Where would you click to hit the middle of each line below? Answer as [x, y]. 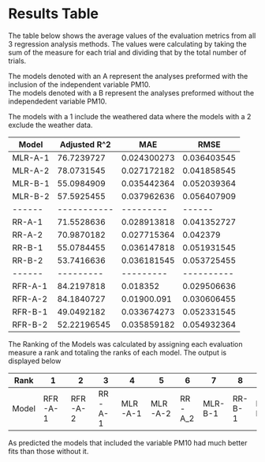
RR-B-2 [28, 260]
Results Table [54, 14]
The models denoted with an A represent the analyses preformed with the [128, 76]
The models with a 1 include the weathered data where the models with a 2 [130, 116]
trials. [17, 61]
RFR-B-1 [30, 311]
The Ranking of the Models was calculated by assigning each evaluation [125, 344]
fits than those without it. [49, 451]
